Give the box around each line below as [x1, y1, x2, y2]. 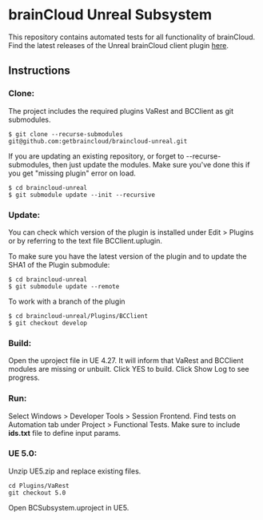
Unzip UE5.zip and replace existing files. [8, 466, 141, 476]
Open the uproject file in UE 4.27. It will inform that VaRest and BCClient [8, 356, 244, 365]
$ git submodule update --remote [8, 282, 120, 290]
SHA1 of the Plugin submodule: [8, 260, 110, 269]
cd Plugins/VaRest [8, 482, 70, 490]
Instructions [8, 64, 70, 78]
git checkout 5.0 [8, 489, 66, 497]
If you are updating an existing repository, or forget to [8, 151, 185, 161]
